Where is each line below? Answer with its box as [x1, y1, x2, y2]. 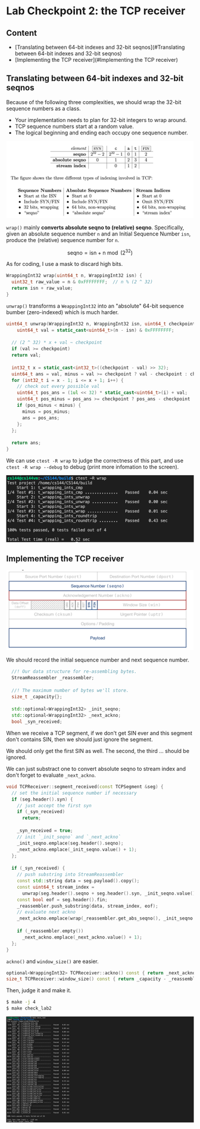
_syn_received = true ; [17, 828, 73, 834]
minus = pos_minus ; [21, 409, 70, 415]
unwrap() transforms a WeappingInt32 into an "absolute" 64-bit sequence [6, 302, 185, 309]
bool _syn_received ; [11, 719, 62, 725]
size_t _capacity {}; [11, 694, 62, 700]
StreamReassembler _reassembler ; [11, 675, 95, 680]
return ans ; [11, 440, 42, 446]
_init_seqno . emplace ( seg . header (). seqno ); [17, 840, 124, 846]
